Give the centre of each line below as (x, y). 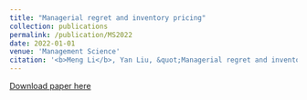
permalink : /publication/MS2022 (71, 35)
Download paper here (50, 86)
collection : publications (58, 26)
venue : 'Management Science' (65, 52)
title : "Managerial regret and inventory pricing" (108, 18)
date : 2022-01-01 (42, 43)
